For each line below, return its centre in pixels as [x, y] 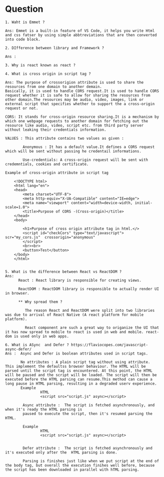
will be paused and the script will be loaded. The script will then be [81, 375]
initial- [144, 203]
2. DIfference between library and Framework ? [55, 48]
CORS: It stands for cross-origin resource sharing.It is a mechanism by [82, 117]
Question [24, 9]
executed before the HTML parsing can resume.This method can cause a [79, 379]
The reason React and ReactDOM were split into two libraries [90, 310]
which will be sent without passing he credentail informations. [73, 151]
